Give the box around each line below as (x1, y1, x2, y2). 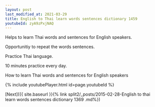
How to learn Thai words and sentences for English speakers (5, 72, 129, 79)
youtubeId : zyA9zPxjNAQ (5, 21, 54, 26)
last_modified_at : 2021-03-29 (5, 12, 67, 17)
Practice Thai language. (5, 53, 53, 59)
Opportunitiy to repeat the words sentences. (5, 44, 95, 50)
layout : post (5, 7, 32, 12)
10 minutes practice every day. (5, 63, 67, 69)
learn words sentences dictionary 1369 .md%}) (5, 97, 101, 103)
